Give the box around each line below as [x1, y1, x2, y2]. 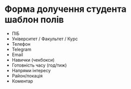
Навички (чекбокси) [11, 57, 55, 63]
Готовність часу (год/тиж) [11, 62, 67, 68]
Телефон [11, 41, 31, 47]
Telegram [11, 46, 32, 52]
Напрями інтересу [11, 67, 51, 73]
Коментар [11, 78, 33, 84]
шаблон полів [4, 14, 64, 25]
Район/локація [11, 73, 43, 79]
